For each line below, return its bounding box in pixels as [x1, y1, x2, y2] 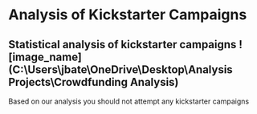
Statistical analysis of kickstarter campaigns [8, 38, 237, 51]
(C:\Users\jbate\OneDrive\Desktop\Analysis [8, 63, 233, 76]
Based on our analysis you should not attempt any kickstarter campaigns [8, 96, 250, 106]
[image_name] [8, 50, 83, 63]
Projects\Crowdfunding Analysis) [8, 75, 179, 89]
